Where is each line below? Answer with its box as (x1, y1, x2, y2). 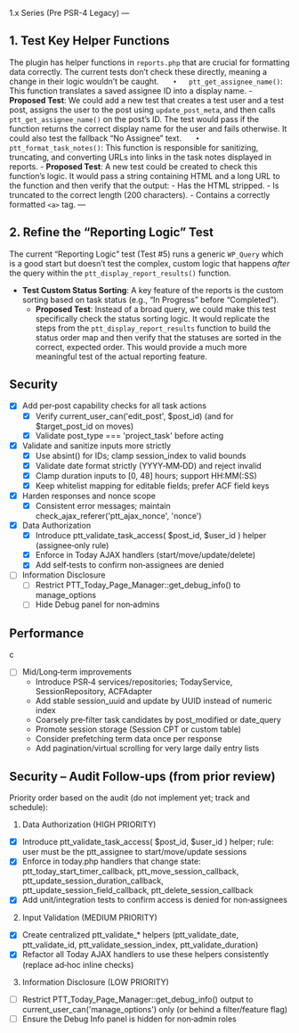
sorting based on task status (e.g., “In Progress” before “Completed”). (21, 294, 279, 305)
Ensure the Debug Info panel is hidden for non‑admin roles (21, 1013, 238, 1024)
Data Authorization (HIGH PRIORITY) (21, 819, 157, 830)
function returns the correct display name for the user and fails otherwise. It (9, 123, 287, 134)
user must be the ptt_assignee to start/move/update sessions (21, 847, 247, 857)
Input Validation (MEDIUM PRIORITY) (21, 913, 158, 923)
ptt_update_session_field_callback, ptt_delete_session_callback (21, 885, 254, 896)
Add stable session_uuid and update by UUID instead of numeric (35, 695, 273, 707)
